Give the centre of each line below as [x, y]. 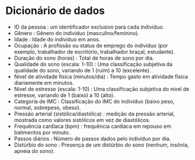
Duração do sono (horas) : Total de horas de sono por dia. [84, 58]
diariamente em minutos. [44, 82]
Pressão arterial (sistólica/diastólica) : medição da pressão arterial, [94, 114]
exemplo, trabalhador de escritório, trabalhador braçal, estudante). [94, 51]
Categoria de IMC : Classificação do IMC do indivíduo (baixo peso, [94, 101]
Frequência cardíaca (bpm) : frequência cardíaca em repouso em [93, 126]
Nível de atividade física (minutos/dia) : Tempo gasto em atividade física [101, 76]
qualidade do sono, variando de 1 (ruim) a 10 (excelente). [82, 70]
